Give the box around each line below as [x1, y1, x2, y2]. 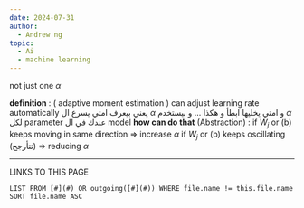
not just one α [9, 80, 62, 90]
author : [9, 22, 39, 31]
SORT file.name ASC [9, 192, 83, 201]
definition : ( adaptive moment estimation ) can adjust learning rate [9, 98, 260, 109]
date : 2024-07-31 [9, 13, 75, 23]
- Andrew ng [17, 30, 63, 39]
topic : [9, 38, 34, 48]
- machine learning [17, 55, 91, 64]
